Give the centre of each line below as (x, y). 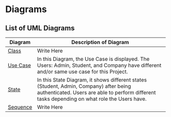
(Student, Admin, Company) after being (84, 86)
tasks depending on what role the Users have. (92, 99)
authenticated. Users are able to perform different (97, 92)
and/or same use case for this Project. (83, 72)
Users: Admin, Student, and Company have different (99, 65)
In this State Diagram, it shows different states (92, 80)
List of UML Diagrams (40, 28)
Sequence (20, 107)
